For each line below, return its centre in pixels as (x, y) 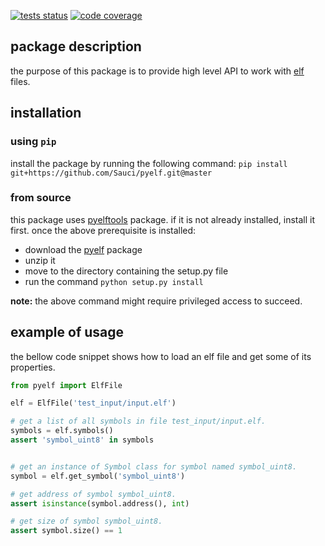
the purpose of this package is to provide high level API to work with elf (157, 71)
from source (41, 198)
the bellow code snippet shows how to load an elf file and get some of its (161, 356)
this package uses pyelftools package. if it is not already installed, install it (163, 219)
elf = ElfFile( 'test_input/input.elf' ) (93, 403)
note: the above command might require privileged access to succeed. (156, 301)
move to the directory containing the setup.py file (126, 271)
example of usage (67, 332)
